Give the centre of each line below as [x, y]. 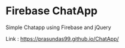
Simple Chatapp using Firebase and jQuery [58, 27]
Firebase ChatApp [52, 11]
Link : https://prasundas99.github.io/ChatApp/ [62, 39]
